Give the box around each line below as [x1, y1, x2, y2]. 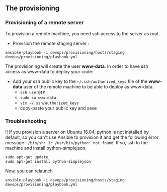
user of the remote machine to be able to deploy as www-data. [23, 83, 154, 89]
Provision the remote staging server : [12, 40, 90, 46]
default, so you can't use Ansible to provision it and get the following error [5, 134, 159, 140]
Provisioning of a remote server [5, 19, 84, 26]
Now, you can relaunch [5, 168, 53, 174]
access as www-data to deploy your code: [5, 68, 94, 74]
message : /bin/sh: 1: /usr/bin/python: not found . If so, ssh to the [5, 139, 148, 145]
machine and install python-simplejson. [5, 145, 87, 151]
